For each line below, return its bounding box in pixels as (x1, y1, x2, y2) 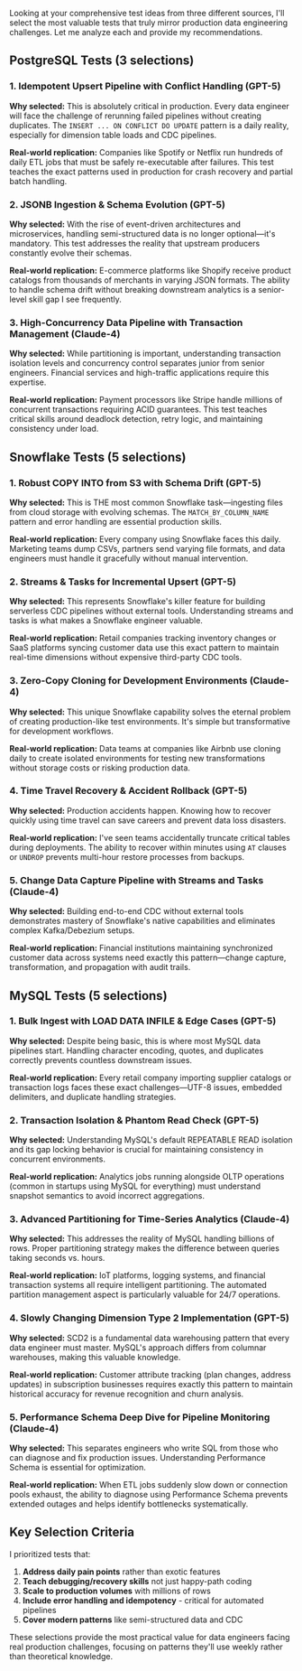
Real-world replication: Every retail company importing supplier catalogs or (9, 1072, 292, 1083)
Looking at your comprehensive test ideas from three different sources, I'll (9, 8, 285, 18)
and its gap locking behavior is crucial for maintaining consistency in (9, 1144, 264, 1155)
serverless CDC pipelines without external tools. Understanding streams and (9, 605, 294, 617)
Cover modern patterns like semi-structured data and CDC (22, 1614, 243, 1625)
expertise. (9, 377, 47, 387)
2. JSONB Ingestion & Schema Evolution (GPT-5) (9, 198, 225, 210)
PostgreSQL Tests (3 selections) (9, 53, 195, 69)
